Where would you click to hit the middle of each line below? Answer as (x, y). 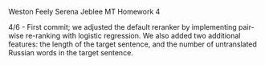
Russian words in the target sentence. (71, 53)
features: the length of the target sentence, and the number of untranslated (132, 44)
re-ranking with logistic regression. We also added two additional (133, 36)
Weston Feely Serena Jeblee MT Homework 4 (84, 12)
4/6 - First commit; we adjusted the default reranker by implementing (122, 27)
